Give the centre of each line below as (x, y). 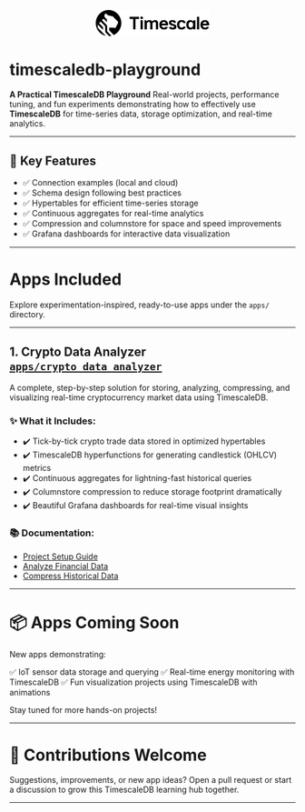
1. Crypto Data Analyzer (78, 351)
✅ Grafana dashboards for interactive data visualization (126, 234)
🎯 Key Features (53, 160)
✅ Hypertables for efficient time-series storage (110, 203)
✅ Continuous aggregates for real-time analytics (113, 214)
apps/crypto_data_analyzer (86, 366)
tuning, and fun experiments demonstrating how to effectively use (133, 105)
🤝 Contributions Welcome (108, 755)
